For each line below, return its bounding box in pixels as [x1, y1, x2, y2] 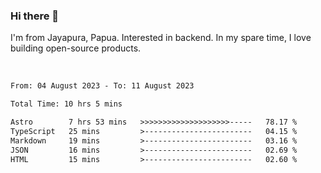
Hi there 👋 [10, 9, 60, 23]
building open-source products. [10, 42, 142, 54]
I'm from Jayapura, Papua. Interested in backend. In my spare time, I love [10, 32, 312, 44]
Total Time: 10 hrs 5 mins [10, 99, 123, 109]
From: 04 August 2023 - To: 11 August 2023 [10, 81, 195, 91]
